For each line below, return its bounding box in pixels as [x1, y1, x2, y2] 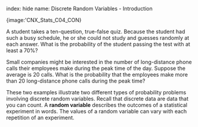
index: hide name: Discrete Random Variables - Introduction [6, 5, 153, 12]
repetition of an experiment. [6, 114, 75, 121]
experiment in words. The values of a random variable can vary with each [6, 108, 187, 115]
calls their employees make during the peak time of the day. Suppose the [6, 65, 186, 72]
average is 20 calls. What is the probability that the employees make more [6, 71, 188, 78]
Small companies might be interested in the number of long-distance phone [6, 59, 192, 65]
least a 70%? [6, 47, 38, 54]
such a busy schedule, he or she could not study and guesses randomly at [6, 34, 190, 41]
